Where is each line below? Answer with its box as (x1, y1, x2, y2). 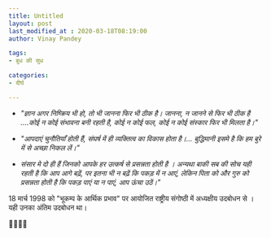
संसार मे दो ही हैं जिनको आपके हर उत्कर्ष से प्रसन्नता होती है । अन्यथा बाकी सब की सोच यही (20, 159, 251, 169)
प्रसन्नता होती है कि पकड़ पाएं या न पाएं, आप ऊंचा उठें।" (20, 177, 161, 187)
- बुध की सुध (8, 57, 44, 65)
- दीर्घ (8, 79, 24, 87)
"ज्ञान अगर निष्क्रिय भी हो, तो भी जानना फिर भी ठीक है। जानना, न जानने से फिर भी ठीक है (20, 108, 251, 118)
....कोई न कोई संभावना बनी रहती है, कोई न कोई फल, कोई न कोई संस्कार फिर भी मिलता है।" (20, 117, 259, 127)
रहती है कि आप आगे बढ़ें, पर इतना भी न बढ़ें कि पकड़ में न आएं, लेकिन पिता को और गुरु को (20, 168, 250, 178)
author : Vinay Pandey (8, 34, 82, 43)
